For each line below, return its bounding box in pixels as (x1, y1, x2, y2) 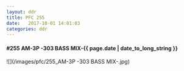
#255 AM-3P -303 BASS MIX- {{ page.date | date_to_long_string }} (6, 44, 179, 52)
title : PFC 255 (6, 15, 45, 21)
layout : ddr (6, 8, 37, 15)
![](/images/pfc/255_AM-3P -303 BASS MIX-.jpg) (6, 58, 130, 66)
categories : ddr (6, 25, 48, 32)
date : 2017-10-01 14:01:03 (6, 20, 80, 26)
